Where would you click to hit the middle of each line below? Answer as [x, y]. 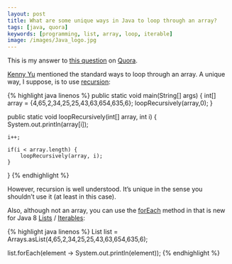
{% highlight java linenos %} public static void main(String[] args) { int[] [112, 96]
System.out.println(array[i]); [48, 124]
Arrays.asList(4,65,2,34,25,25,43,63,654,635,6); [78, 239]
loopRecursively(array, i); [61, 156]
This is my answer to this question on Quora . [73, 60]
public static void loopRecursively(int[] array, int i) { [82, 117]
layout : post [27, 14]
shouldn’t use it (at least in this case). [62, 197]
